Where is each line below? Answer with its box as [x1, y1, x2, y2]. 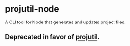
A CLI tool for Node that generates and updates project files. [5, 19, 126, 25]
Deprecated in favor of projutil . [5, 33, 100, 41]
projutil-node [5, 3, 60, 14]
